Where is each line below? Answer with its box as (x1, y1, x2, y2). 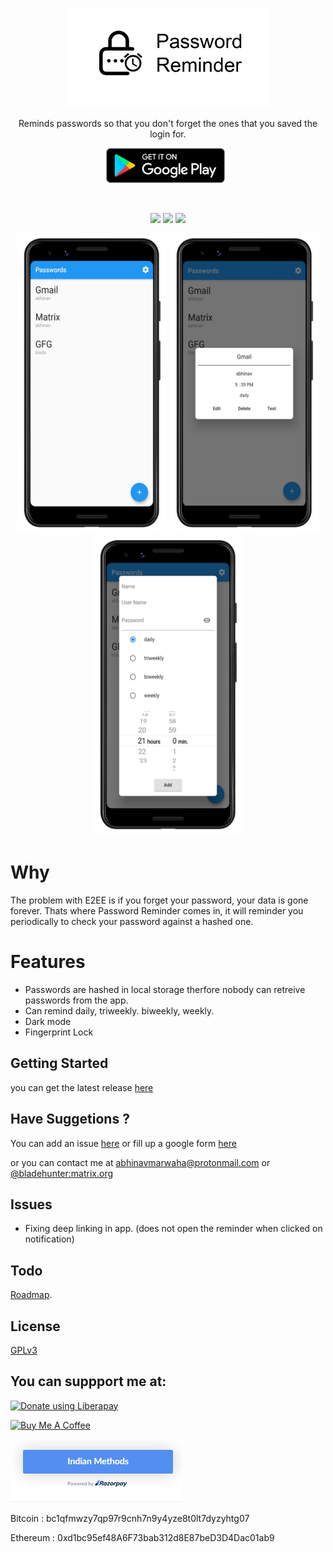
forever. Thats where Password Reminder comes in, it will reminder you (10, 904, 304, 917)
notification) (24, 1233, 75, 1245)
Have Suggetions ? (10, 1111, 130, 1128)
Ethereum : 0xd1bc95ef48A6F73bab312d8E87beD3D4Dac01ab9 (10, 1531, 275, 1543)
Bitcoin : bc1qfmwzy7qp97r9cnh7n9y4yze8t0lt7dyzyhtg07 (10, 1512, 250, 1524)
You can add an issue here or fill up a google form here (10, 1137, 237, 1149)
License (10, 1318, 61, 1335)
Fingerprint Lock (24, 1026, 94, 1038)
